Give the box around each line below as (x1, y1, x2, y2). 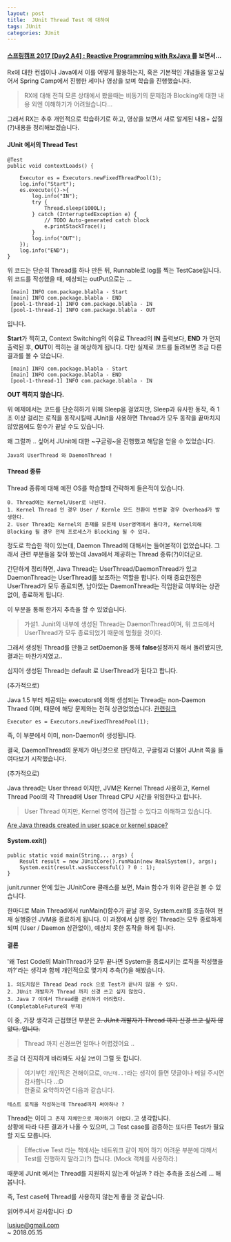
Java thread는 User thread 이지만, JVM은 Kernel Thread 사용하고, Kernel (7, 784, 210, 792)
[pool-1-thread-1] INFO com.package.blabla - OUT (10, 307, 156, 313)
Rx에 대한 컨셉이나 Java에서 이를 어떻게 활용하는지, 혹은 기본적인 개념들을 (7, 68, 206, 77)
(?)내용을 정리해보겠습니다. (7, 124, 80, 132)
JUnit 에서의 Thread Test (7, 141, 78, 149)
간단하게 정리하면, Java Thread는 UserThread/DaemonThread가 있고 (7, 564, 198, 573)
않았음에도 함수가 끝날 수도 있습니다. (7, 422, 105, 430)
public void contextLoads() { (7, 162, 94, 169)
